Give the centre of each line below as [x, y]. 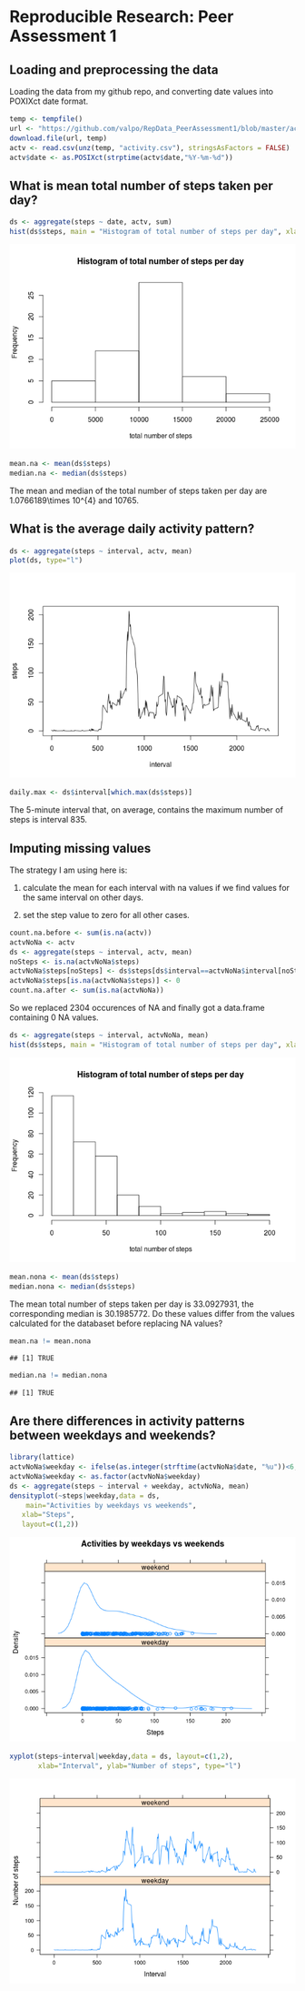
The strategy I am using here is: [69, 870]
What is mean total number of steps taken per [142, 185]
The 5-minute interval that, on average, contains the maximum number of [147, 810]
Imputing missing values [80, 848]
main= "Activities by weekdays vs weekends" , [111, 1505]
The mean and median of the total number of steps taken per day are [138, 490]
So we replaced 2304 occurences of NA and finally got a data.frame [137, 1008]
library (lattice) [42, 1458]
